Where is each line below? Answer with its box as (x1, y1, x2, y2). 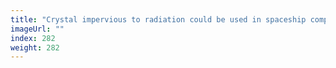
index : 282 (10, 33, 56, 43)
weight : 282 (10, 42, 60, 53)
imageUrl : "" (10, 24, 65, 34)
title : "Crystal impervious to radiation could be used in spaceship (10, 14, 307, 25)
